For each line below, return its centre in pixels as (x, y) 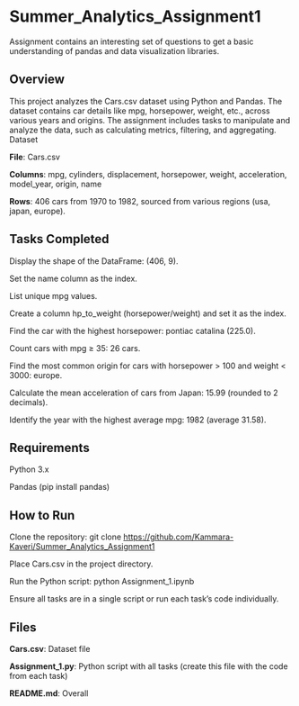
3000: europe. (36, 375)
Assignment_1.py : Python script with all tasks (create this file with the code (149, 666)
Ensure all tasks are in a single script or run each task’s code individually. (144, 599)
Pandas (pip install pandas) (60, 487)
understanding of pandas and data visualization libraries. (114, 50)
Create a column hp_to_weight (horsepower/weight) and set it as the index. (148, 313)
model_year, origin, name (56, 184)
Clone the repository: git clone (66, 537)
